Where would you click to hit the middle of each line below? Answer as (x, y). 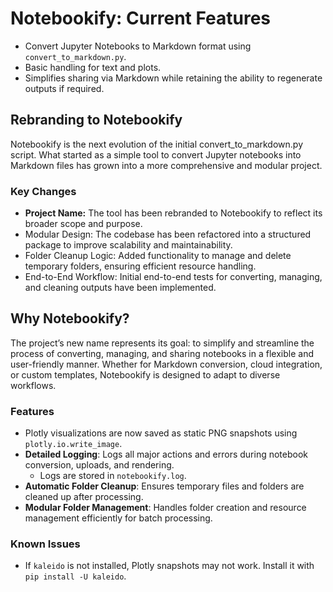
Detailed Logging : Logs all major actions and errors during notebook (166, 454)
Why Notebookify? (70, 318)
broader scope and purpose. (83, 224)
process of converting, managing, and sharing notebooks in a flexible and (162, 353)
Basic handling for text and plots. (93, 67)
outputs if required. (64, 88)
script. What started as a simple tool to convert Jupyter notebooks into (156, 154)
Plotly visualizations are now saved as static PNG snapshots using (161, 433)
